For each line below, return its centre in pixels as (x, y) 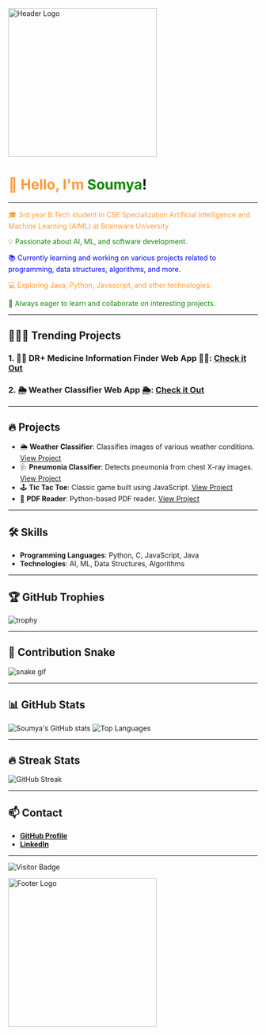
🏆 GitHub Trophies (57, 597)
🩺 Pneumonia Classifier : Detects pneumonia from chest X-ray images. (136, 467)
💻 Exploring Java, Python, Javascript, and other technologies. (110, 285)
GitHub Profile (44, 836)
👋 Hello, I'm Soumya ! (78, 185)
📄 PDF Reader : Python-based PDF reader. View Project (110, 499)
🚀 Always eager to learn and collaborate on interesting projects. (112, 303)
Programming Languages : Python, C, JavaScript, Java (109, 555)
